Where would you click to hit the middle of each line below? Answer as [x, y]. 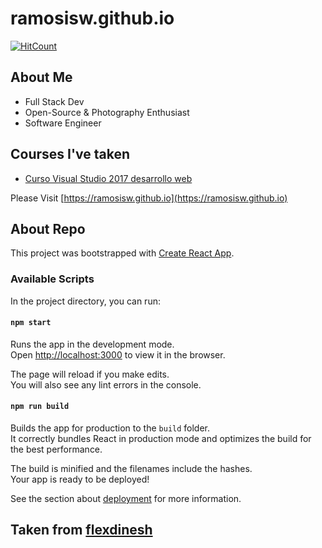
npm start [31, 323]
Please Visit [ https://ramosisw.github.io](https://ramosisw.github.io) [149, 198]
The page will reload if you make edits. [90, 374]
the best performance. [56, 449]
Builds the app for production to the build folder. [110, 428]
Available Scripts [52, 279]
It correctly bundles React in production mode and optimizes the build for [161, 439]
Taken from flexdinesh [81, 530]
